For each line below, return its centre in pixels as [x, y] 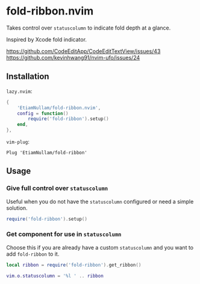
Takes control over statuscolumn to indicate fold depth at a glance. [89, 28]
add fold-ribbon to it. [33, 254]
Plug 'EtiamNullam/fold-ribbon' [47, 153]
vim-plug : [18, 142]
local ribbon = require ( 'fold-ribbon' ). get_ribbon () [74, 265]
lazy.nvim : [19, 91]
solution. [17, 208]
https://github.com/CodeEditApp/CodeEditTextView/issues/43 [83, 51]
